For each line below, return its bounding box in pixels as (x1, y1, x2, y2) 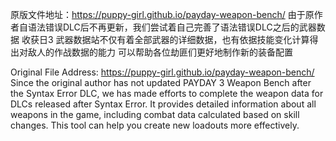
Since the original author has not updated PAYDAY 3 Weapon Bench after (10, 77, 312, 88)
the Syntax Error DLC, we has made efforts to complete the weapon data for (10, 88, 324, 99)
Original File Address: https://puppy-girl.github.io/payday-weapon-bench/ (10, 66, 315, 78)
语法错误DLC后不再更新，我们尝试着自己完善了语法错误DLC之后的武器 (27, 21, 317, 33)
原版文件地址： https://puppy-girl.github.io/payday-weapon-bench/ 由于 (10, 9, 306, 20)
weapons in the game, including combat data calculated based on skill (10, 109, 300, 120)
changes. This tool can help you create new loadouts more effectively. (10, 119, 300, 131)
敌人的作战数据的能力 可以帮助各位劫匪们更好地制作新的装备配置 (27, 46, 293, 58)
